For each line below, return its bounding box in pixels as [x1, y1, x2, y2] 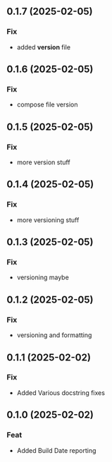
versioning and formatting [16, 331, 92, 339]
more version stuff [16, 158, 71, 166]
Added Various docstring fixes [16, 388, 105, 397]
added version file [16, 42, 71, 51]
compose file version [16, 100, 78, 109]
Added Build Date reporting [16, 446, 97, 454]
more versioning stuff [16, 215, 80, 224]
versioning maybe [16, 273, 70, 281]
